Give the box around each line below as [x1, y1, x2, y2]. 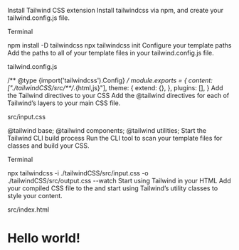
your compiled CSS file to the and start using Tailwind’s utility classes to [7, 184, 218, 192]
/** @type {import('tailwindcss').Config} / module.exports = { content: [7, 76, 213, 85]
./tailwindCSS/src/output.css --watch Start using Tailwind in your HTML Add [7, 177, 231, 185]
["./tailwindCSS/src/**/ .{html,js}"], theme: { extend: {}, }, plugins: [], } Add [7, 84, 223, 92]
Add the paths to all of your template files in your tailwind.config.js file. [7, 49, 215, 57]
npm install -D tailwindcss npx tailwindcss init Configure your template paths [7, 41, 232, 49]
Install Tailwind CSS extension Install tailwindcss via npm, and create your [7, 6, 224, 14]
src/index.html [7, 205, 50, 214]
